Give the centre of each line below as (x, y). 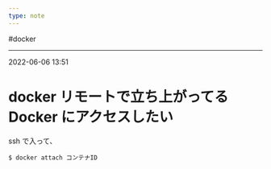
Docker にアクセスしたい (91, 117)
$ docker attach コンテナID (53, 158)
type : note (27, 16)
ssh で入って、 (33, 141)
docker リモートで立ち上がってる (119, 97)
